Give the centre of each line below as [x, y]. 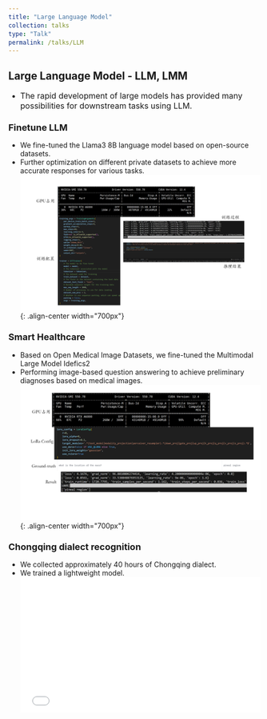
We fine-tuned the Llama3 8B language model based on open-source [134, 145]
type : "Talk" [30, 34]
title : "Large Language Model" [60, 17]
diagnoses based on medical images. [81, 380]
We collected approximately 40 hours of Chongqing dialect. [118, 564]
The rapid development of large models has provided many [131, 96]
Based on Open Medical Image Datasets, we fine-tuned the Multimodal [137, 355]
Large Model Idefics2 [55, 363]
